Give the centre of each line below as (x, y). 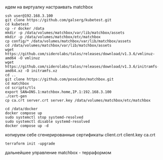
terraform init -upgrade (30, 144)
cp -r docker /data (25, 29)
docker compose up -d (27, 126)
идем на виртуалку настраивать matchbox (49, 7)
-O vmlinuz (29, 58)
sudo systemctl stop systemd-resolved (44, 117)
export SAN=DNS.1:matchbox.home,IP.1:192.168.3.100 (58, 92)
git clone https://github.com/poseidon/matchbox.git (59, 79)
